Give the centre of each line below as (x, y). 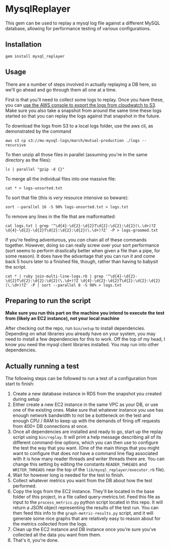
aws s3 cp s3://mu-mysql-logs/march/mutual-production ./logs (73, 140)
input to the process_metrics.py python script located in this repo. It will (88, 502)
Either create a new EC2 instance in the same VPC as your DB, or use (86, 404)
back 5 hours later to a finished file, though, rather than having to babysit (82, 261)
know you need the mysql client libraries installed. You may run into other (82, 345)
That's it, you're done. (36, 540)
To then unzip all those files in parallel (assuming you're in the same (76, 154)
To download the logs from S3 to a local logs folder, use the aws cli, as (79, 126)
